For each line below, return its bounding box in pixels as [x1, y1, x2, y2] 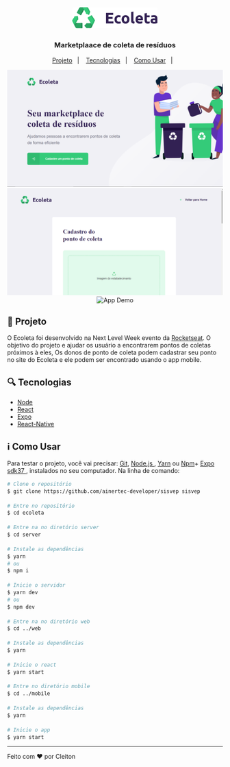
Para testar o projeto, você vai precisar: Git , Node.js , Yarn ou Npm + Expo [7, 459, 215, 467]
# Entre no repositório [7, 502, 75, 509]
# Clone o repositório [7, 480, 72, 487]
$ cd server [7, 531, 41, 538]
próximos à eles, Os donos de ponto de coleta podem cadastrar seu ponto [7, 348, 217, 356]
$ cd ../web [7, 625, 41, 632]
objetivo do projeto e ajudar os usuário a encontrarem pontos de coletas [7, 341, 211, 350]
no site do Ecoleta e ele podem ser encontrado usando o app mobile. [7, 356, 202, 364]
